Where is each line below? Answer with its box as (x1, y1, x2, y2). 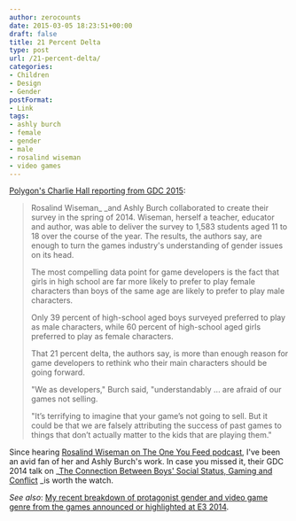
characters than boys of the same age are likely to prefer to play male (30, 285, 285, 297)
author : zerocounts (9, 12, 82, 22)
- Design (9, 79, 42, 88)
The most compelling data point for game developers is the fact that (30, 267, 279, 277)
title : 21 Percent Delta (9, 37, 101, 47)
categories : (9, 63, 53, 72)
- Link (9, 104, 34, 113)
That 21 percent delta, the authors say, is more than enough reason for (30, 348, 289, 359)
